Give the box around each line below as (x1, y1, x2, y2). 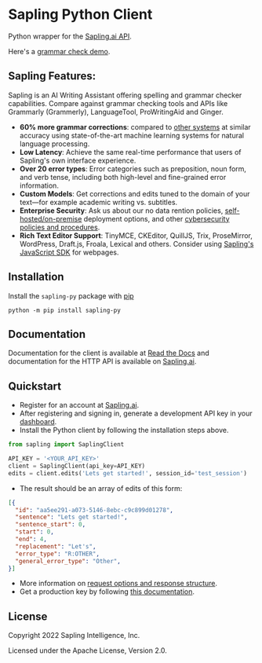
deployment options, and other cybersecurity (83, 214, 230, 223)
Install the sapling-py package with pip (8, 291, 135, 300)
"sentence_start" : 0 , (15, 521, 86, 529)
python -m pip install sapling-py (8, 306, 122, 314)
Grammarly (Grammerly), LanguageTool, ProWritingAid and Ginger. (8, 107, 224, 116)
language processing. (19, 139, 90, 148)
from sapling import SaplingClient (8, 441, 125, 449)
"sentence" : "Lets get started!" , (15, 513, 128, 522)
